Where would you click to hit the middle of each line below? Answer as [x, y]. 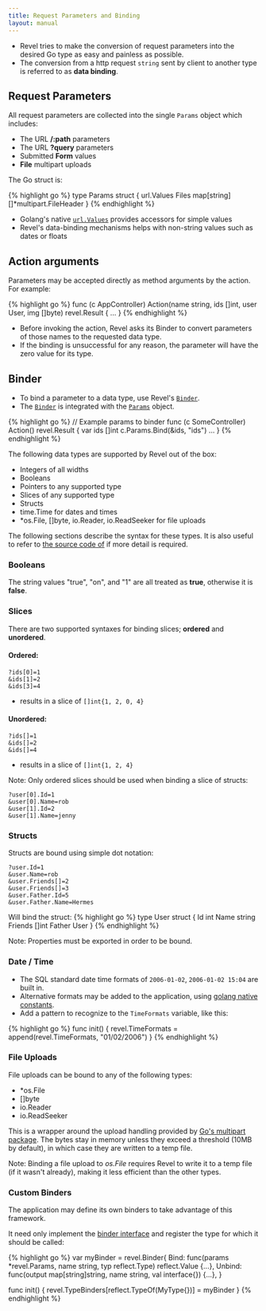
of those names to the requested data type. [91, 337]
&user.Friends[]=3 [39, 889]
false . [18, 591]
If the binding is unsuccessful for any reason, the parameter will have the [139, 345]
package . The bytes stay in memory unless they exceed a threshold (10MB [130, 1139]
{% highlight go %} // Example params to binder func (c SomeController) [127, 421]
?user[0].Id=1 [32, 794]
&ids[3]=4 [25, 686]
